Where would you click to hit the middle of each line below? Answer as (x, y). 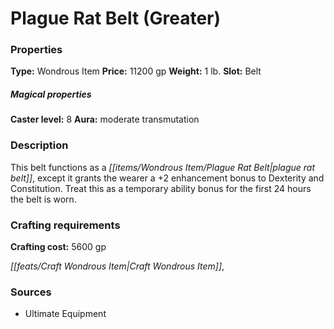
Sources (31, 292)
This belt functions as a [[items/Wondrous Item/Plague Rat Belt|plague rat (163, 167)
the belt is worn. (43, 199)
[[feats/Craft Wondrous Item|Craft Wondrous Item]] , (117, 266)
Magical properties (51, 94)
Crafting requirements (65, 225)
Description (39, 145)
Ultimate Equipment (65, 314)
